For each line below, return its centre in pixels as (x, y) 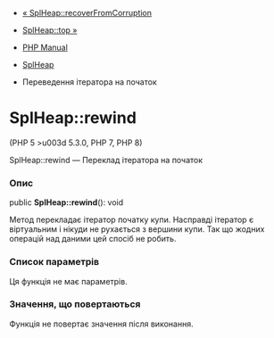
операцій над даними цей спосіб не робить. (93, 239)
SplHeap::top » (50, 30)
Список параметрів (54, 262)
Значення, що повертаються (75, 304)
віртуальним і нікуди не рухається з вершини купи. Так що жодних (137, 229)
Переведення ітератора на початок (90, 82)
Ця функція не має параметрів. (68, 281)
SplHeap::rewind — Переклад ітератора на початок (106, 160)
